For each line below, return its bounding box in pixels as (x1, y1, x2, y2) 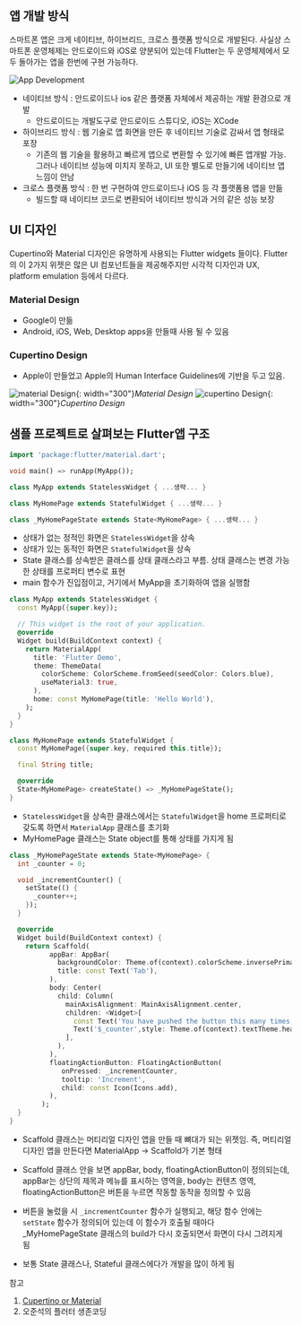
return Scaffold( (25, 941, 90, 950)
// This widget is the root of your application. (17, 619, 206, 629)
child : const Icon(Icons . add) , (61, 1083, 178, 1092)
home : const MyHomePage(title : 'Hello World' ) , (32, 695, 215, 704)
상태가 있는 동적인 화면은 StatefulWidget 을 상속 (21, 543, 192, 554)
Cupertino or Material (21, 1295, 101, 1306)
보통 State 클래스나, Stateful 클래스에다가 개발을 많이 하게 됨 (21, 1258, 235, 1269)
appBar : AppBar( (48, 949, 110, 959)
